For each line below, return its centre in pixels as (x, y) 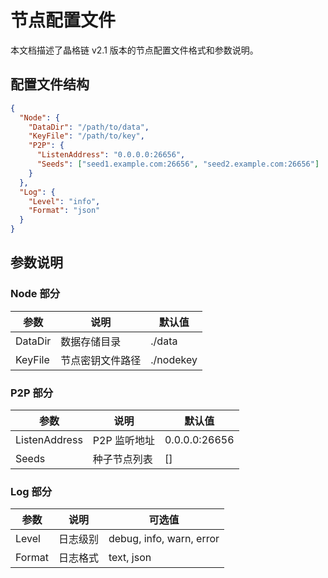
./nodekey (174, 359)
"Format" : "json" (64, 211)
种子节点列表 (122, 459)
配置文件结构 (50, 84)
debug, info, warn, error (164, 539)
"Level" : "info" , (64, 201)
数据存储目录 (91, 341)
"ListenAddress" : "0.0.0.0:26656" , (111, 155)
